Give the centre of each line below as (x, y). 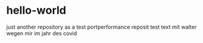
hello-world (36, 10)
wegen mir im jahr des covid (42, 33)
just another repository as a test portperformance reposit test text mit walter (101, 27)
